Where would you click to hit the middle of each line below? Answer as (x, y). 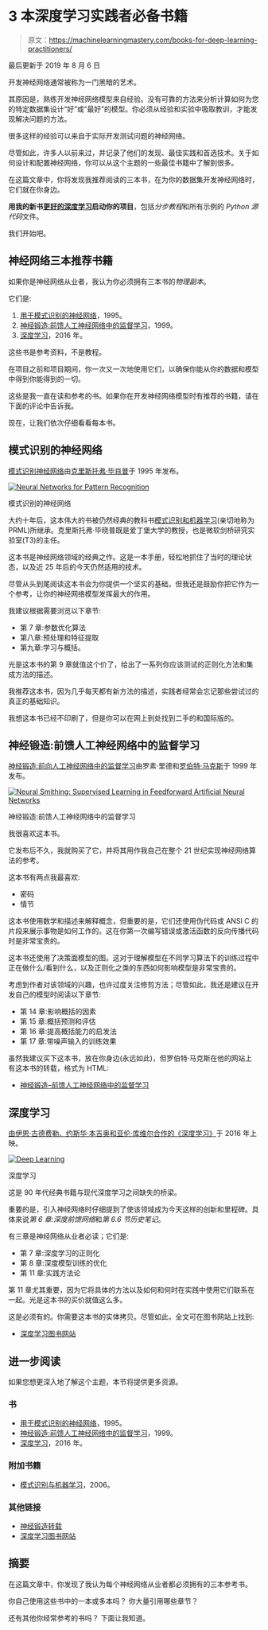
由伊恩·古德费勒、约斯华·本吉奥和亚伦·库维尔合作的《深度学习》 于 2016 (124, 1134)
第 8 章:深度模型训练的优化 (63, 1263)
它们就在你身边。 (36, 189)
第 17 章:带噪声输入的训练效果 (68, 1041)
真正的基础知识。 (36, 701)
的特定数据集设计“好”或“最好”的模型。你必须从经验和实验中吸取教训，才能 (129, 109)
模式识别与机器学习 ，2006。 (67, 1484)
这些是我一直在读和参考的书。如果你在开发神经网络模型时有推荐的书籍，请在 (134, 395)
